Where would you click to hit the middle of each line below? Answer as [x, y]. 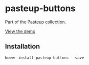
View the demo [20, 31]
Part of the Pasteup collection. [35, 22]
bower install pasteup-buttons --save [44, 58]
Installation [22, 47]
